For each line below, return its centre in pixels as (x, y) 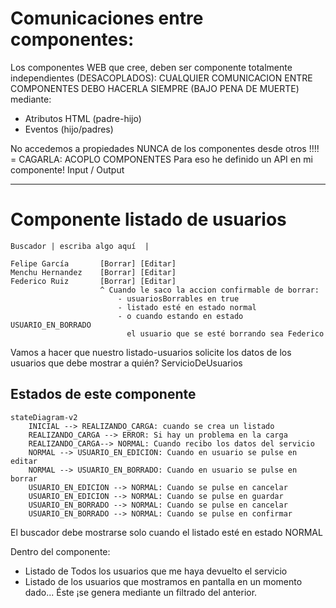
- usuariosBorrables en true (178, 298)
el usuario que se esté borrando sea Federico (225, 333)
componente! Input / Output (67, 169)
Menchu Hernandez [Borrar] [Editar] (93, 272)
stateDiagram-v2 (44, 417)
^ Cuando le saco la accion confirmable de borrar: (209, 290)
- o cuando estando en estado (180, 316)
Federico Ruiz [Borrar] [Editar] (93, 281)
